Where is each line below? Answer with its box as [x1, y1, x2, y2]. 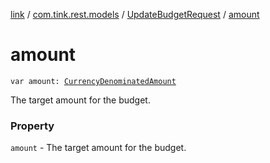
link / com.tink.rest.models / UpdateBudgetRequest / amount [10, 9, 260, 20]
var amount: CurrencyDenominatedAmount [10, 76, 177, 86]
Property [10, 119, 55, 133]
